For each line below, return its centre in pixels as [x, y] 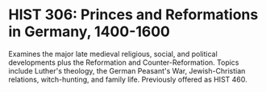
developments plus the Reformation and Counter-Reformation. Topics [124, 62]
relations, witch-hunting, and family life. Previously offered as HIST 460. [128, 79]
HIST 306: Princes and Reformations [133, 15]
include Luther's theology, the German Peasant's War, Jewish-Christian [127, 70]
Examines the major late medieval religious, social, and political [113, 54]
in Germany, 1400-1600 [89, 32]
